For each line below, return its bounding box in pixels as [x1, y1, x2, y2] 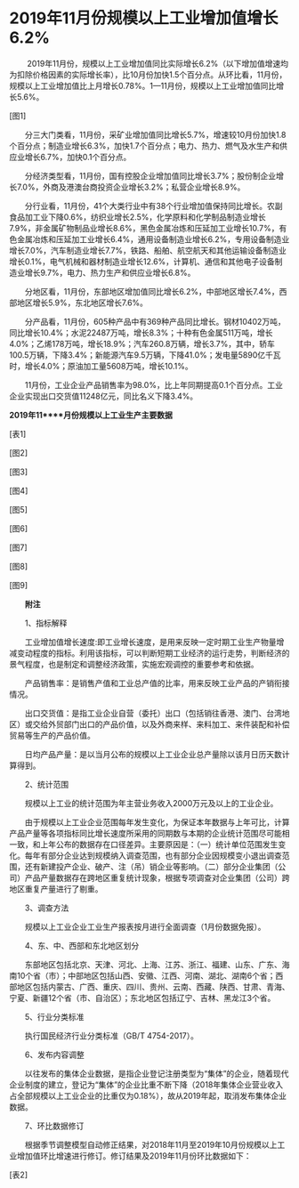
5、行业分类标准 [24, 1011, 85, 1022]
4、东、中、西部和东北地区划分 [24, 940, 140, 950]
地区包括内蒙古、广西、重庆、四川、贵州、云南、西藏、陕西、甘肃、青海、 [16, 981, 290, 992]
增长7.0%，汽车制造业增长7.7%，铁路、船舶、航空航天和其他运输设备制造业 [9, 245, 287, 255]
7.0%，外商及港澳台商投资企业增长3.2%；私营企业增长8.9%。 [16, 182, 246, 192]
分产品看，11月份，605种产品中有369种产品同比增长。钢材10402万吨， [24, 316, 287, 327]
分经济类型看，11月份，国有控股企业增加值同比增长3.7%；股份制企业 [24, 170, 277, 181]
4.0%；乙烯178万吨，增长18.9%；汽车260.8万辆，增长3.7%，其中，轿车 [9, 338, 276, 349]
